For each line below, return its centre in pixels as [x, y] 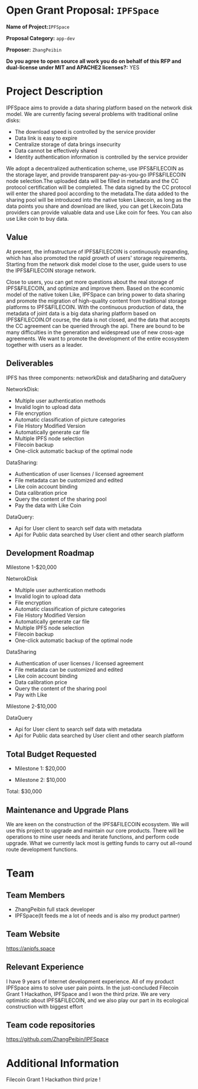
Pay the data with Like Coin [48, 505]
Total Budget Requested [51, 754]
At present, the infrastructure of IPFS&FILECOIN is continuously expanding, [98, 252]
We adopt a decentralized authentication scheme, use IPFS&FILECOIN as [95, 168]
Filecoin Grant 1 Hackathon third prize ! [53, 1080]
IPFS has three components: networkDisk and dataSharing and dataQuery [96, 378]
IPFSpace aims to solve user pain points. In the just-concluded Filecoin [92, 987]
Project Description [55, 91]
